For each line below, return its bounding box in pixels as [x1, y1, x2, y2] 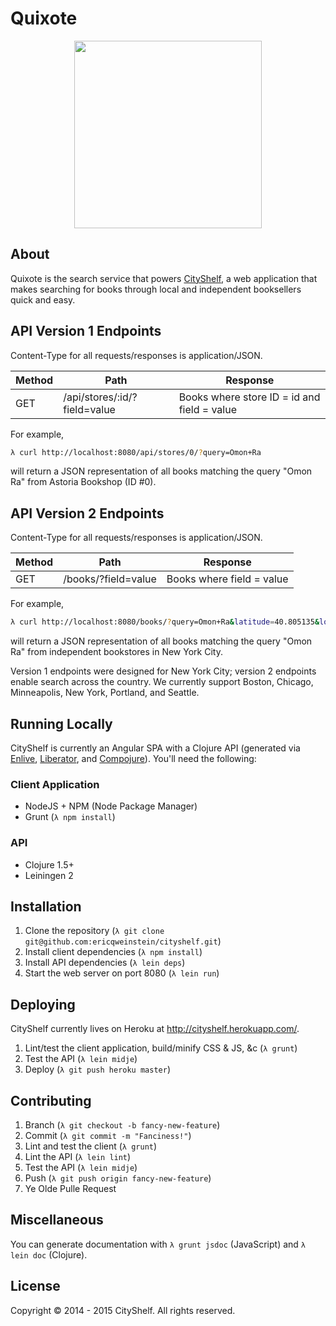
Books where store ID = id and [178, 390, 321, 404]
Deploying [10, 996, 76, 1013]
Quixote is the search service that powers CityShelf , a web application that [10, 272, 318, 284]
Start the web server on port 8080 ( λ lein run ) [24, 967, 220, 979]
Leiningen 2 [24, 869, 74, 881]
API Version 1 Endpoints [10, 323, 162, 340]
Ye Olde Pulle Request [24, 1182, 117, 1194]
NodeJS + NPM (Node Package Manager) [24, 800, 198, 812]
